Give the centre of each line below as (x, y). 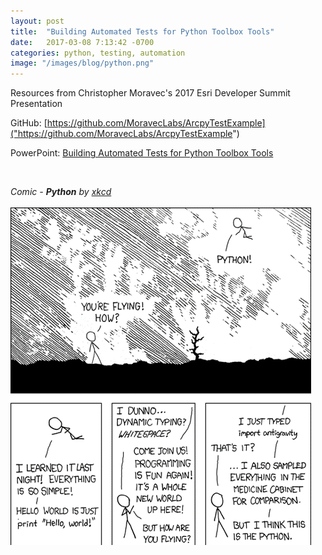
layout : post (37, 21)
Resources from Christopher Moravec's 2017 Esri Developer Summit (150, 93)
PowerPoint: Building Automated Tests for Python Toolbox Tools (142, 153)
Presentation (36, 104)
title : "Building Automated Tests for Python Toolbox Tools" (142, 31)
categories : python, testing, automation (98, 53)
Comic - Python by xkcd (61, 192)
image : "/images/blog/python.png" (82, 63)
